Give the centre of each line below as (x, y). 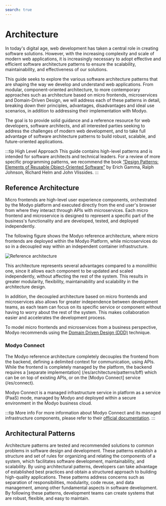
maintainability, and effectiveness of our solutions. (56, 69)
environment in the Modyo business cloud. (49, 403)
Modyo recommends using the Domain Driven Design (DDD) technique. (78, 333)
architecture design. (26, 287)
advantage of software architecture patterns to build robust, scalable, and (81, 136)
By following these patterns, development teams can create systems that (80, 493)
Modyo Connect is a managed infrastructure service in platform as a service (83, 392)
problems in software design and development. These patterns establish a (81, 451)
